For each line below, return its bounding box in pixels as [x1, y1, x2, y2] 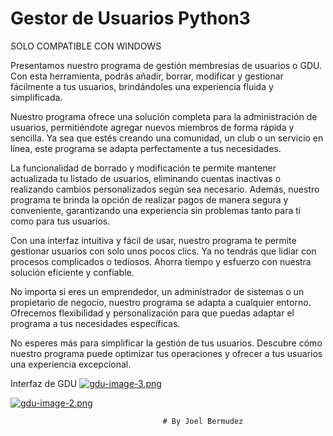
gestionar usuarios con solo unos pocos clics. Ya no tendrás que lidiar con [10, 245, 317, 257]
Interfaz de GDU [10, 377, 78, 389]
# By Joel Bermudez [162, 416, 244, 426]
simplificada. [10, 91, 63, 103]
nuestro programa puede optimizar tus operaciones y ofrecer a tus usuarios [10, 347, 323, 359]
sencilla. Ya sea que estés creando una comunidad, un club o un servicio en [10, 132, 324, 144]
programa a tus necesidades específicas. [10, 317, 181, 329]
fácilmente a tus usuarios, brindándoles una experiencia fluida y [10, 80, 274, 92]
